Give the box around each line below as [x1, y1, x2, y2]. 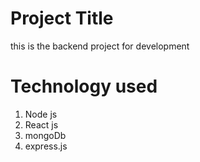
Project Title [10, 7, 114, 30]
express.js [24, 140, 68, 152]
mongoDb [24, 129, 67, 141]
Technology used [10, 75, 158, 98]
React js [24, 118, 59, 131]
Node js [24, 108, 58, 120]
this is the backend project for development [10, 40, 190, 52]
